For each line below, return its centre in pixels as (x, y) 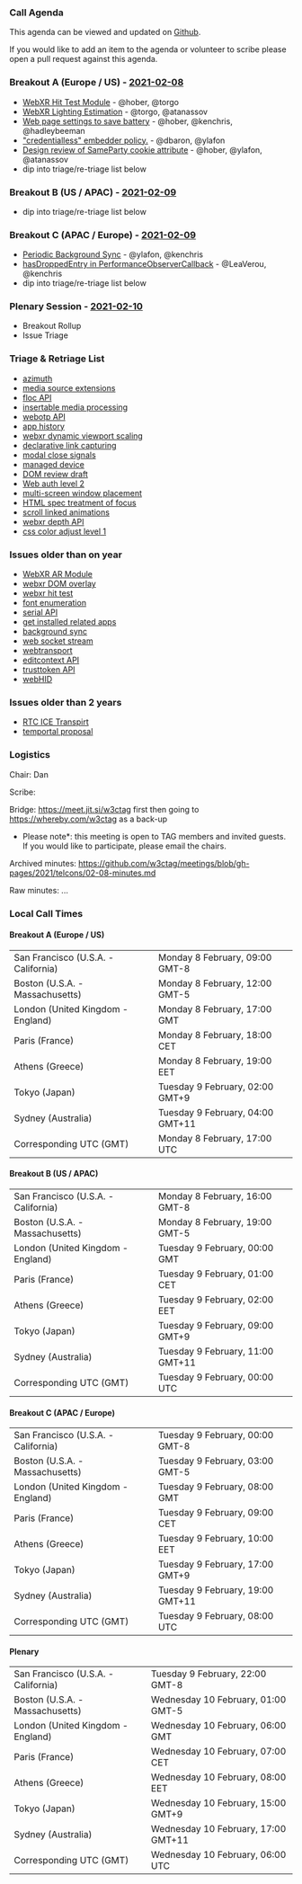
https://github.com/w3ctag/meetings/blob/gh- (164, 863)
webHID (37, 680)
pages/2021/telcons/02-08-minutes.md (83, 873)
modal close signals (59, 455)
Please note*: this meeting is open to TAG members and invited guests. (154, 836)
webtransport (48, 651)
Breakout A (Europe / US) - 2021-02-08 (97, 83)
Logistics (30, 755)
